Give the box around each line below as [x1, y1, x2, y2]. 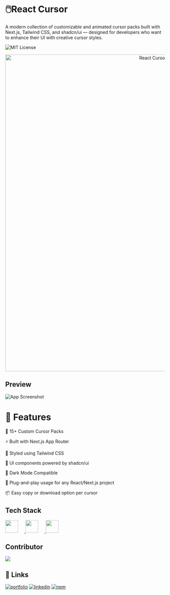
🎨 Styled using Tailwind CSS [5, 450, 64, 456]
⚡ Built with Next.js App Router [5, 438, 69, 444]
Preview [5, 380, 32, 389]
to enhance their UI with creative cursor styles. [5, 34, 103, 41]
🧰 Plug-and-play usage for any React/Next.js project [5, 479, 115, 486]
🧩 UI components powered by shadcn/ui [5, 460, 90, 466]
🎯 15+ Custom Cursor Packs [5, 428, 64, 434]
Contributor [5, 542, 43, 551]
